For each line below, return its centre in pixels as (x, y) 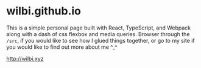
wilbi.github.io (44, 11)
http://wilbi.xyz (25, 58)
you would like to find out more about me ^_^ (62, 47)
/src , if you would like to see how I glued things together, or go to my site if (100, 40)
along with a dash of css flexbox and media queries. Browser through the (98, 34)
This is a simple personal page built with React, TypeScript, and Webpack (99, 28)
